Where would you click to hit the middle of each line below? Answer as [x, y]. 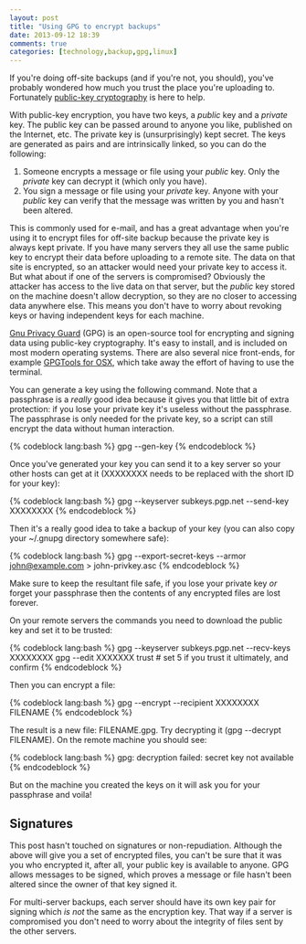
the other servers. [43, 931]
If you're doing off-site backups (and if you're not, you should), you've [142, 78]
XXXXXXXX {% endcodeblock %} [73, 511]
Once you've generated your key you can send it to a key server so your [145, 464]
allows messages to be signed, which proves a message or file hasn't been [151, 875]
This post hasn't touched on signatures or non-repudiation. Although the [146, 845]
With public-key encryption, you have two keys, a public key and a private [148, 115]
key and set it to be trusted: [61, 631]
